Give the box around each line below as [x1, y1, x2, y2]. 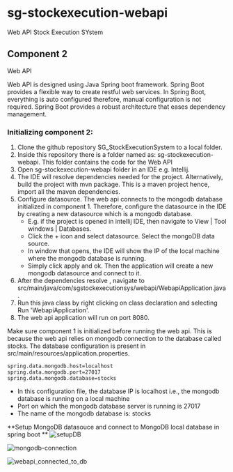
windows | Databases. [27, 224, 92, 233]
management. [7, 109, 47, 118]
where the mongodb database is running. [27, 254, 146, 263]
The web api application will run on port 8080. [17, 314, 150, 322]
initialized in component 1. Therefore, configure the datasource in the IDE [17, 202, 227, 211]
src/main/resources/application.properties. [7, 349, 130, 358]
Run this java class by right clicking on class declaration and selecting [17, 298, 218, 307]
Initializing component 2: [7, 127, 93, 137]
